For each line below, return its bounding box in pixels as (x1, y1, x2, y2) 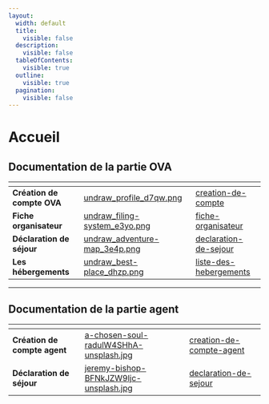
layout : (8, 11, 34, 20)
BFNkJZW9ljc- (84, 373, 142, 384)
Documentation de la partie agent (8, 302, 179, 316)
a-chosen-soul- (84, 329, 149, 341)
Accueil (8, 128, 60, 147)
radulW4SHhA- (84, 340, 144, 351)
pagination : (15, 86, 56, 95)
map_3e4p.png (83, 244, 141, 255)
